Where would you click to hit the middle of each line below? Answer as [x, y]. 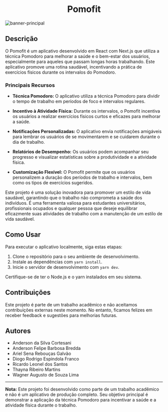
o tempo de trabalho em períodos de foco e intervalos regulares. [79, 102]
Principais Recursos [30, 85]
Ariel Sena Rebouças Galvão [42, 353]
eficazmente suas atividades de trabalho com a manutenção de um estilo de [84, 214]
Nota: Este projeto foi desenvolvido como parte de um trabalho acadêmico [82, 389]
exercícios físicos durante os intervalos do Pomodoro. [61, 72]
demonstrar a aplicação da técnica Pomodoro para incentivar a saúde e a [81, 400]
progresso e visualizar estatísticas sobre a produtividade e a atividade [84, 157]
